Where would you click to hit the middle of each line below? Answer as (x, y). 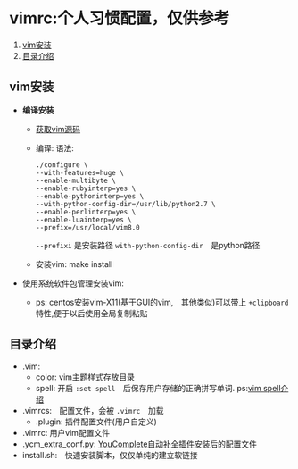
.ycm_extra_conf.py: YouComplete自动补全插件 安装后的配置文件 (139, 444)
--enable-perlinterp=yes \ (86, 212)
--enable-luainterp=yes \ (83, 220)
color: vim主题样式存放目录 (85, 377)
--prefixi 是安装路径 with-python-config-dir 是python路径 (148, 245)
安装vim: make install (74, 264)
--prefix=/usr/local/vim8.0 (87, 227)
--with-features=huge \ (80, 172)
